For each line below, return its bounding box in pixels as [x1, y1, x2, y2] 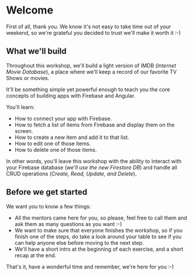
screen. [14, 127, 34, 134]
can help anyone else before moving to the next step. [14, 239, 144, 246]
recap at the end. [14, 251, 56, 259]
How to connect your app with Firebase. [14, 115, 112, 122]
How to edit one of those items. [14, 139, 91, 147]
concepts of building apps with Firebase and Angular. [6, 92, 136, 99]
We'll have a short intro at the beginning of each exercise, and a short [14, 245, 184, 252]
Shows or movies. [6, 74, 50, 81]
